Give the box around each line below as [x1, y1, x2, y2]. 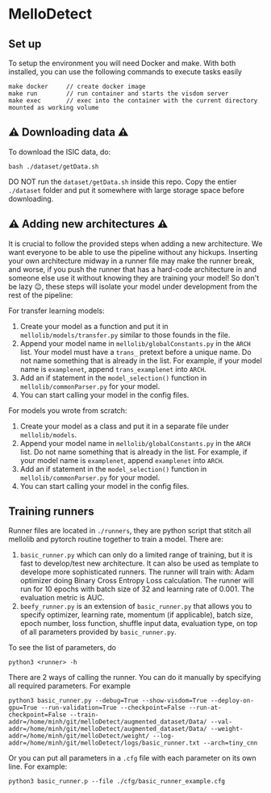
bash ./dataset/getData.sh [8, 162, 99, 170]
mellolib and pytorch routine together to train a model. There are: [8, 534, 224, 545]
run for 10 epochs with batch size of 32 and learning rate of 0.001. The [19, 584, 255, 594]
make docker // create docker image [8, 82, 147, 90]
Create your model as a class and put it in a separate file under [19, 421, 229, 431]
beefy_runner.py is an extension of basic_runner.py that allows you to [19, 602, 252, 611]
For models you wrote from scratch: [8, 405, 127, 415]
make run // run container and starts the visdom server [8, 90, 229, 98]
